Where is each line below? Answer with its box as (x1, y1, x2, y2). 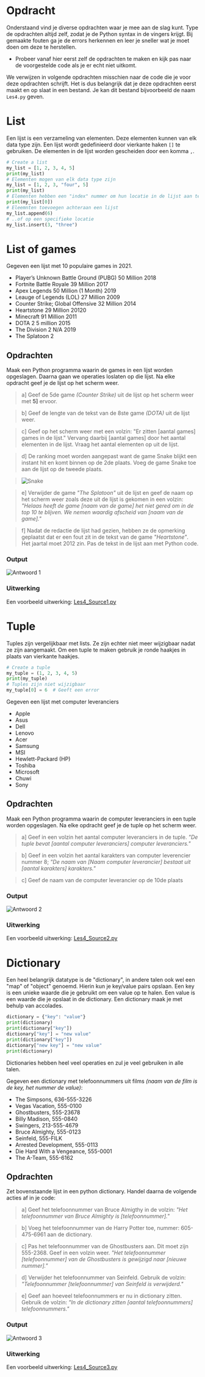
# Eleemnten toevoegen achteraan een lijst (6, 204, 119, 210)
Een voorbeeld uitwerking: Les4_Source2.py (6, 935, 118, 942)
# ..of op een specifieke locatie (6, 216, 95, 222)
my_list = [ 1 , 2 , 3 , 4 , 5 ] (6, 165, 75, 171)
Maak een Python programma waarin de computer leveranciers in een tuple (6, 815, 196, 822)
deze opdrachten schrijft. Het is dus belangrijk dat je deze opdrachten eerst (6, 80, 196, 87)
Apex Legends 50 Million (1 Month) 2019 (15, 287, 117, 295)
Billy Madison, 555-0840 (15, 1115, 78, 1123)
